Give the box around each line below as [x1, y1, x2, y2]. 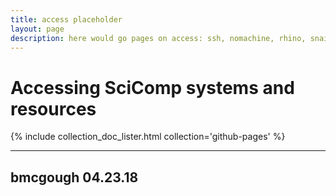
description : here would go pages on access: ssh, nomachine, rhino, [10, 33, 307, 43]
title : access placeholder [10, 14, 123, 25]
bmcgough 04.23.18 [10, 169, 139, 186]
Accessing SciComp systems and [10, 76, 295, 99]
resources [10, 97, 97, 120]
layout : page [10, 24, 65, 34]
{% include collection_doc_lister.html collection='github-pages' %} [10, 131, 286, 143]
